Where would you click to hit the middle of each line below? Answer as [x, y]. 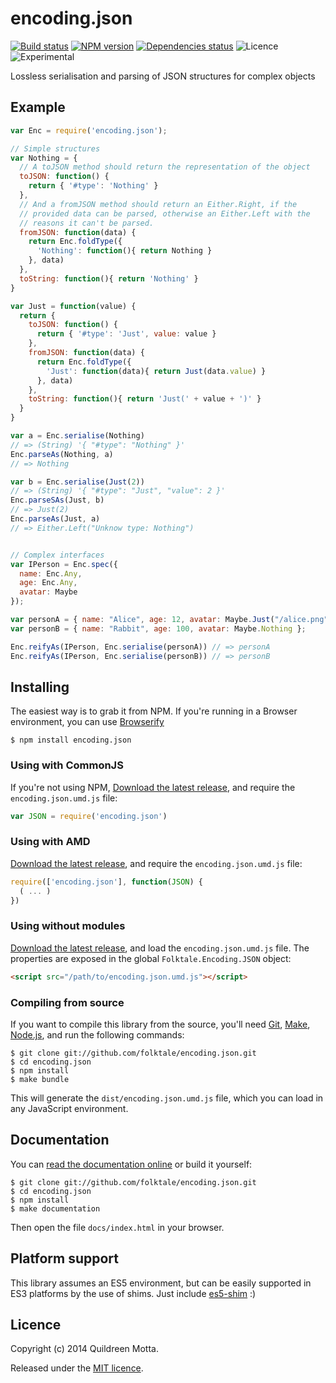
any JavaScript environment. [69, 1108]
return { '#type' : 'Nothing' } [93, 186]
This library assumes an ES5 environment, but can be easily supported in [161, 1283]
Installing [40, 687]
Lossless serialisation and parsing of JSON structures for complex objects [163, 76]
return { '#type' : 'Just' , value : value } [126, 334]
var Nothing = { [44, 158]
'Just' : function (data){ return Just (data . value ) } [156, 371]
